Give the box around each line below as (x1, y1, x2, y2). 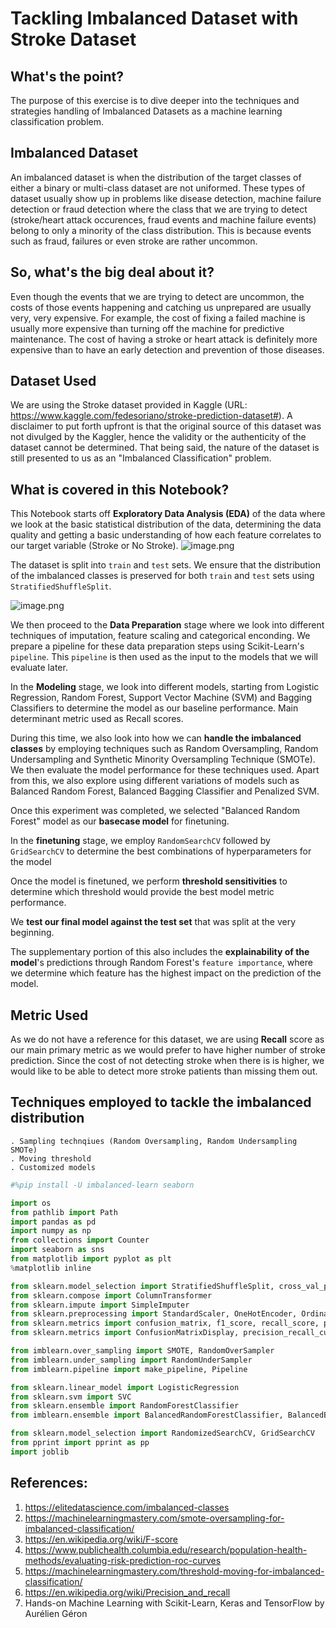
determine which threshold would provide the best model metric (10, 886, 275, 898)
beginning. (10, 927, 55, 939)
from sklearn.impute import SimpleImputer (10, 1300, 190, 1310)
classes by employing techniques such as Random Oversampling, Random (10, 743, 319, 755)
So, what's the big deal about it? (10, 264, 215, 281)
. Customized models (10, 1162, 97, 1172)
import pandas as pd (10, 1217, 97, 1227)
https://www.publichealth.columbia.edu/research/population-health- (24, 1543, 308, 1556)
